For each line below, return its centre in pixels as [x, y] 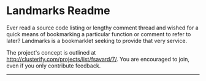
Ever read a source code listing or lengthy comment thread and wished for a [103, 28]
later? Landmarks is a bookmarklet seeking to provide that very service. [97, 40]
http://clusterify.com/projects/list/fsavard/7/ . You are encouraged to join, [98, 59]
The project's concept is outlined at [51, 52]
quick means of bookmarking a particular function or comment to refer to [99, 34]
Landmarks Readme [58, 11]
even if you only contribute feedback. [54, 66]
